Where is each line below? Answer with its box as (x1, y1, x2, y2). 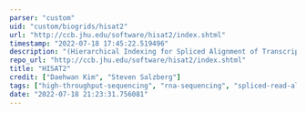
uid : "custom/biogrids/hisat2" (9, 22, 128, 31)
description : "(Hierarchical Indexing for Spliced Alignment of (9, 47, 259, 56)
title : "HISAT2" (9, 65, 71, 74)
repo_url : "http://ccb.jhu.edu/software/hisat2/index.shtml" (9, 56, 247, 65)
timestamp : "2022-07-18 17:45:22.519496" (9, 38, 169, 48)
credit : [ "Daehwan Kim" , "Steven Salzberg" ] (9, 73, 181, 82)
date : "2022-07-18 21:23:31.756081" (9, 89, 148, 98)
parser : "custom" (9, 13, 76, 23)
